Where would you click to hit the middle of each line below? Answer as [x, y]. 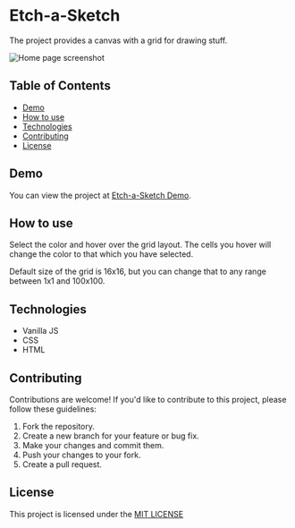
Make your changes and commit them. [93, 445]
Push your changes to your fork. [81, 455]
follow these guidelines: [53, 409]
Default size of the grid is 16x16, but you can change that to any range [138, 272]
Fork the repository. [59, 426]
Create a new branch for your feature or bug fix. [110, 436]
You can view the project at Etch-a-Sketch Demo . [101, 195]
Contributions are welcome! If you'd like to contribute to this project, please [148, 400]
